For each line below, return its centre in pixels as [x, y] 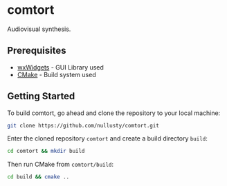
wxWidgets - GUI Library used [60, 67]
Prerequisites [37, 51]
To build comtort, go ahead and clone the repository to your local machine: [114, 113]
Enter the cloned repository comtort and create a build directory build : [107, 138]
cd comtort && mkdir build [46, 151]
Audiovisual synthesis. [39, 29]
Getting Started [41, 96]
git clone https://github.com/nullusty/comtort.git [83, 125]
